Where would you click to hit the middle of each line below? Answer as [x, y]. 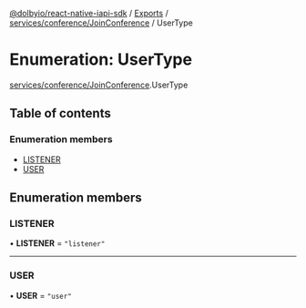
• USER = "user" [41, 295]
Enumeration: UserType [101, 60]
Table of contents [60, 113]
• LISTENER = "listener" [57, 243]
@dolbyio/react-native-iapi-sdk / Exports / [89, 13]
